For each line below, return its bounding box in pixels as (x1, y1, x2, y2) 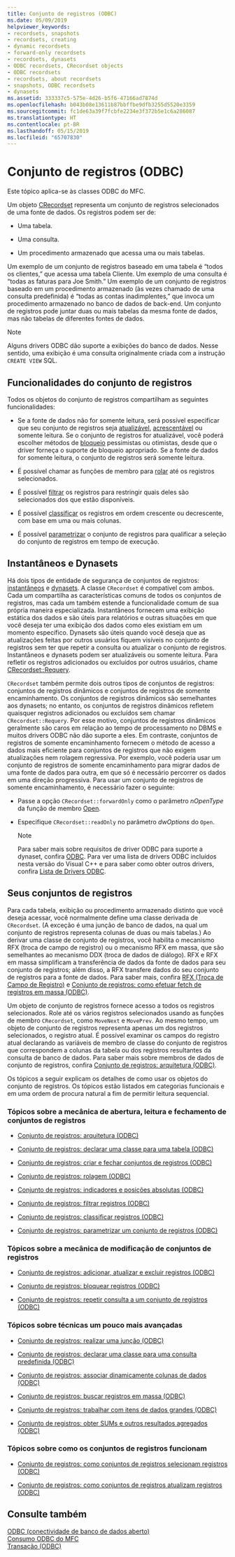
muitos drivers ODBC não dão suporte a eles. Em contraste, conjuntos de (7, 731, 218, 739)
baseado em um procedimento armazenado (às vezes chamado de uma (7, 285, 215, 293)
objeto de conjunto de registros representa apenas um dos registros (7, 1023, 204, 1032)
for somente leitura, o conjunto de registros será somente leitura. (17, 453, 205, 462)
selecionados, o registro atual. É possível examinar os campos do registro (7, 1031, 220, 1039)
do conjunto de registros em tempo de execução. (17, 537, 159, 546)
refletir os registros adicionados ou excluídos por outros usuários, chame (7, 658, 218, 666)
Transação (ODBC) (7, 1542, 62, 1550)
